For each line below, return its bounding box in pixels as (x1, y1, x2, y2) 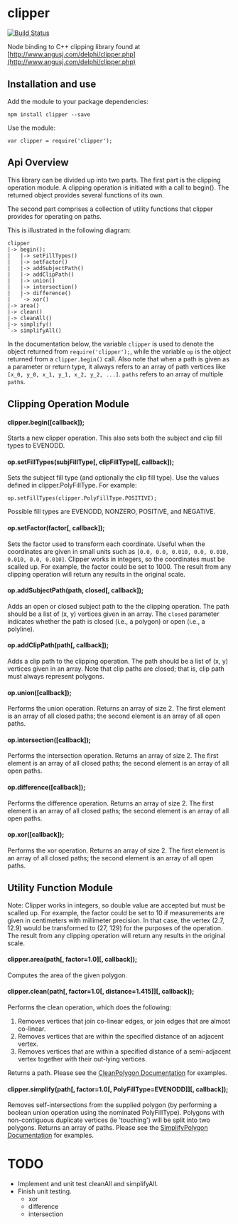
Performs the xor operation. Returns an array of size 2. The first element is (7, 846, 225, 855)
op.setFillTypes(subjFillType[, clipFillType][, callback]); (7, 458, 175, 466)
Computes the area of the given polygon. (7, 971, 128, 979)
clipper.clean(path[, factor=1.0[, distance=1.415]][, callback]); (7, 987, 195, 996)
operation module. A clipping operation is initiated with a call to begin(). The (7, 183, 229, 192)
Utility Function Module (7, 882, 114, 894)
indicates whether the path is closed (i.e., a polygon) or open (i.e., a (7, 617, 205, 625)
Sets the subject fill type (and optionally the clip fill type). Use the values (7, 473, 220, 482)
